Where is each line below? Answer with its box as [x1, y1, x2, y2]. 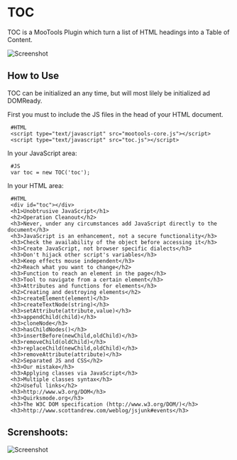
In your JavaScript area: [7, 149, 77, 157]
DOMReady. [7, 96, 43, 105]
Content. [7, 35, 33, 43]
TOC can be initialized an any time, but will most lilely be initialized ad [7, 88, 211, 97]
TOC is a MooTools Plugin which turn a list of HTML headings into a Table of [7, 28, 230, 36]
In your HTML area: [7, 181, 64, 189]
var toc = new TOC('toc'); [10, 169, 91, 176]
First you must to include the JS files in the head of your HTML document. [7, 110, 224, 118]
